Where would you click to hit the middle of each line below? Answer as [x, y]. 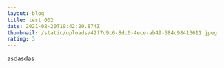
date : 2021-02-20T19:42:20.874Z [53, 26]
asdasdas [21, 58]
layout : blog [26, 13]
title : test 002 [30, 20]
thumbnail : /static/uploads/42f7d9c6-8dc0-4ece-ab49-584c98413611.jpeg [112, 33]
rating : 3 [21, 39]
